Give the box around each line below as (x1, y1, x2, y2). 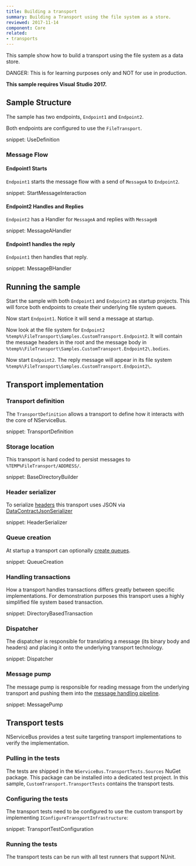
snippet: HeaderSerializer (6, 519, 68, 526)
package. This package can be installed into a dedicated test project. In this (6, 773, 188, 781)
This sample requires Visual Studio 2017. (6, 81, 107, 88)
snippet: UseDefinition (6, 136, 60, 143)
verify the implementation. (6, 740, 70, 747)
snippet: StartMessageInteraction (6, 189, 87, 196)
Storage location (6, 443, 54, 451)
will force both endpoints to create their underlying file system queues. (6, 304, 177, 311)
